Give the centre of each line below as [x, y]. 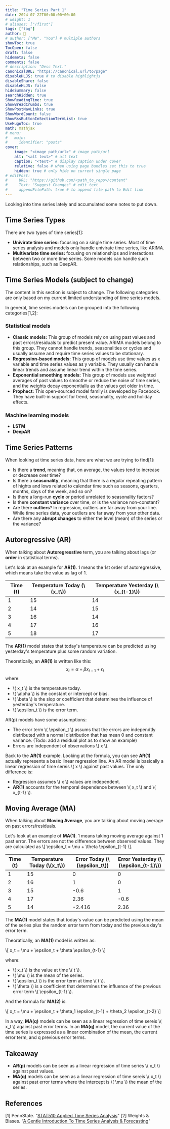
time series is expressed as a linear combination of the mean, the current [81, 1032]
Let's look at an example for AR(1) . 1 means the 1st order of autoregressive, [83, 567]
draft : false [19, 52]
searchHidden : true [26, 95]
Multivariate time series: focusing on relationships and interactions [83, 253]
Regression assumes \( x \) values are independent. [66, 781]
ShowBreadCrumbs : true [29, 105]
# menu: [13, 133]
